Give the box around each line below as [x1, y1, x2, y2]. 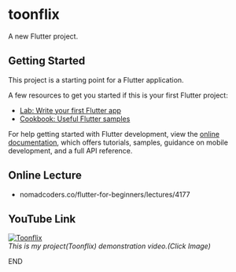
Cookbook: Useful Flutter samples [19, 114, 131, 123]
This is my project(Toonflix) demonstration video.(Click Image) [8, 241, 211, 251]
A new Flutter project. [8, 31, 79, 41]
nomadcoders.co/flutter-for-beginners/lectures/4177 [19, 189, 190, 199]
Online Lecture [8, 169, 83, 182]
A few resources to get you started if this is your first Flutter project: [8, 90, 228, 100]
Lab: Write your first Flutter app [19, 105, 122, 115]
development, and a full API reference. [8, 145, 133, 155]
